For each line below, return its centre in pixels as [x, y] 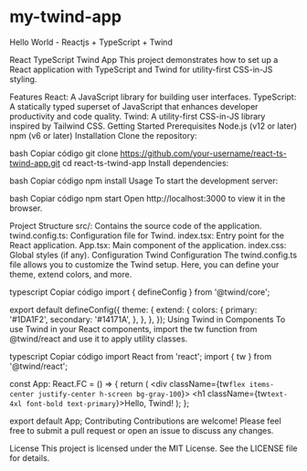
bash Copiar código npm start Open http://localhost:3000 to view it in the [148, 198]
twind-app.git [35, 162]
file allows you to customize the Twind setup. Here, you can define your [144, 264]
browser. [26, 208]
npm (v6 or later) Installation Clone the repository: [104, 135]
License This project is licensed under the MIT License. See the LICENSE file [153, 448]
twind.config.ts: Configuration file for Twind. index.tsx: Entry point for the [147, 235]
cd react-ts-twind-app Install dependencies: [146, 162]
